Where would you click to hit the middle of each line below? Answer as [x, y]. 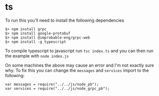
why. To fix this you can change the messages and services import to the [77, 70]
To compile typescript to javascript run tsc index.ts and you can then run [79, 51]
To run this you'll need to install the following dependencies [65, 20]
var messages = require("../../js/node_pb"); [52, 84]
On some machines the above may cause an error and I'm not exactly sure [79, 65]
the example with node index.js [37, 56]
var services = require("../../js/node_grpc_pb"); [57, 88]
